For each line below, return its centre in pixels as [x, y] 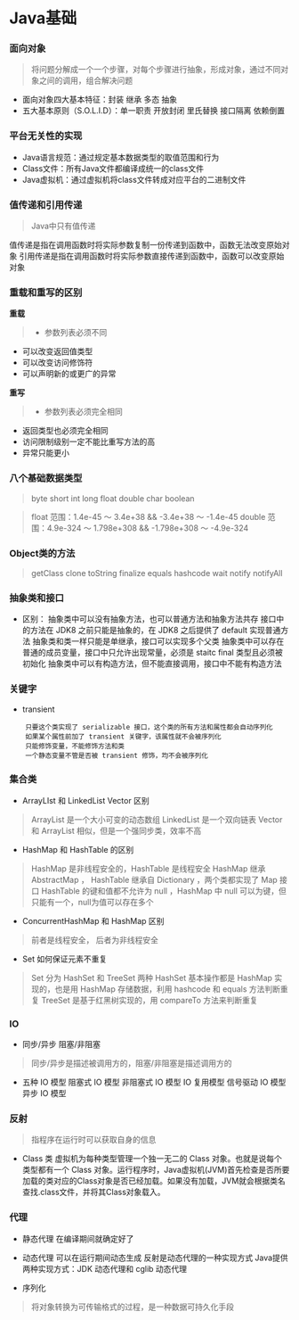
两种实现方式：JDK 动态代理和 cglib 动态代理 [105, 1268]
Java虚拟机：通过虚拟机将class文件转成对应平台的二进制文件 [134, 179]
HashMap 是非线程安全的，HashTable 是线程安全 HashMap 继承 [148, 868]
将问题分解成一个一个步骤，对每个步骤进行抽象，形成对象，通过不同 [156, 70]
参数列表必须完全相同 [83, 412]
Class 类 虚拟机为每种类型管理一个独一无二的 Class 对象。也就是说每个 [152, 1159]
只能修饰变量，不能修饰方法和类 [75, 746]
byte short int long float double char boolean [113, 498]
